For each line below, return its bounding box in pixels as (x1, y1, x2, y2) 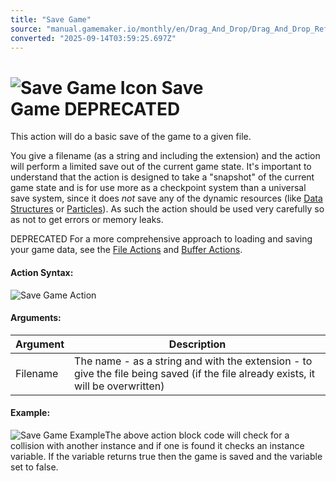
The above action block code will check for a (104, 429, 290, 441)
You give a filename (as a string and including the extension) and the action (10, 150, 321, 162)
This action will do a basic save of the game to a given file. (10, 131, 252, 143)
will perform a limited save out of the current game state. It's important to (10, 161, 312, 173)
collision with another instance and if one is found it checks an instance (10, 439, 305, 451)
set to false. (10, 461, 59, 473)
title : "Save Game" (10, 14, 92, 25)
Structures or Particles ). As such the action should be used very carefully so (10, 203, 325, 215)
